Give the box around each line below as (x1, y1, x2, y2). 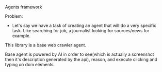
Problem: (5, 13, 23, 19)
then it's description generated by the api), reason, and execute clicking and (5, 57, 158, 62)
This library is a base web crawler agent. (5, 42, 86, 48)
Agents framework (5, 4, 42, 10)
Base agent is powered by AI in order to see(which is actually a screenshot (5, 51, 154, 57)
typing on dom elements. (5, 62, 55, 67)
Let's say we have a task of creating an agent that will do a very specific (12, 23, 157, 28)
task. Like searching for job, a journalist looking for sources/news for (12, 28, 149, 33)
